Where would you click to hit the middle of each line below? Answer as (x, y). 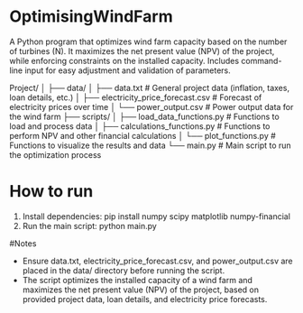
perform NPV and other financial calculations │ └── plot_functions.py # (143, 135)
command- (262, 60)
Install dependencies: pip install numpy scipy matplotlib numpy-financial (156, 216)
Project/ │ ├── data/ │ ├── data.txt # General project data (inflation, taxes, (150, 87)
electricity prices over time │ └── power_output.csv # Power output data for (151, 106)
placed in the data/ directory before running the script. (124, 270)
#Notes (23, 243)
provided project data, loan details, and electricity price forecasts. (145, 299)
